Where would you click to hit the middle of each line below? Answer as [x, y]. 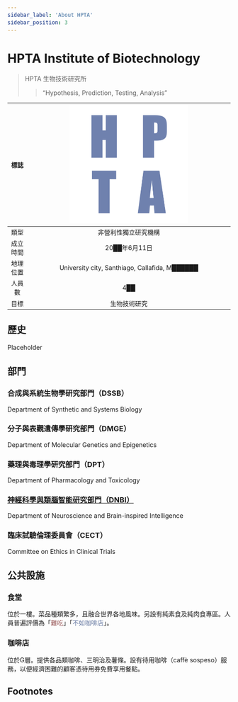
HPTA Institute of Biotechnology [104, 58]
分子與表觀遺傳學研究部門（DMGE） [69, 429]
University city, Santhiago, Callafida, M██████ [129, 267]
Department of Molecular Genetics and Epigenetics [82, 445]
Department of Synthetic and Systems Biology [75, 409]
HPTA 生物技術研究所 [56, 79]
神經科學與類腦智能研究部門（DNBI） [71, 500]
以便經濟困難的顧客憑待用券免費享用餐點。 [81, 669]
